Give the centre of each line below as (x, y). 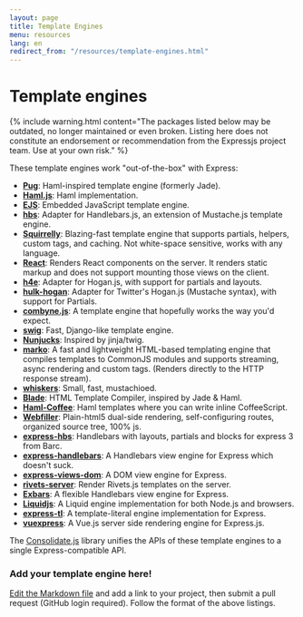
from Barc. (42, 446)
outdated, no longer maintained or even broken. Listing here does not (139, 132)
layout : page (34, 18)
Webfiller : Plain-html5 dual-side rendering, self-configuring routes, (148, 417)
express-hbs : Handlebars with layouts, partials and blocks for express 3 (158, 436)
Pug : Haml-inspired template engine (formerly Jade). (122, 186)
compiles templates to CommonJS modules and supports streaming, (151, 359)
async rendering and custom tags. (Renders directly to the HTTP (143, 369)
